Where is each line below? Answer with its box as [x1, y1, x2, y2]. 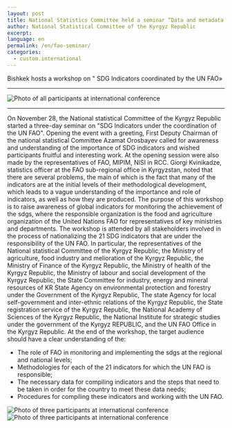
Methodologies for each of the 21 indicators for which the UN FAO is [17, 363, 211, 371]
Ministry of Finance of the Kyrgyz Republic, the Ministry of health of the [7, 261, 211, 269]
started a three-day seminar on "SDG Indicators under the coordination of [7, 121, 217, 130]
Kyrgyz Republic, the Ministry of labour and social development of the [7, 268, 206, 277]
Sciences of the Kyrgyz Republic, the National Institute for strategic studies [7, 312, 221, 321]
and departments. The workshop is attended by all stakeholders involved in [7, 224, 221, 233]
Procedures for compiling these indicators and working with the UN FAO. [17, 392, 224, 400]
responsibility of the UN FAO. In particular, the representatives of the [7, 239, 202, 247]
